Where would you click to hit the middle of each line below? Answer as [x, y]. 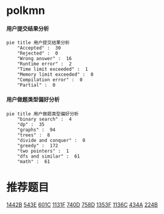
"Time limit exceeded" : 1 [53, 69]
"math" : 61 [34, 161]
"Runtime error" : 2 [44, 64]
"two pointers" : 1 [43, 151]
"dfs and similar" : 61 [49, 156]
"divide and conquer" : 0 [51, 140]
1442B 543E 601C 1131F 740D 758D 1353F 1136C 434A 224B [82, 204]
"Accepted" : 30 [39, 48]
